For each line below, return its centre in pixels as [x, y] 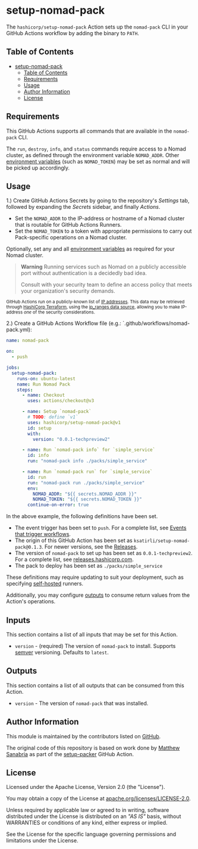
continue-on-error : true [58, 505]
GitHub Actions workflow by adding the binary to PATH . [73, 33]
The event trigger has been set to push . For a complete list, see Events [100, 528]
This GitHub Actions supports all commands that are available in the [89, 131]
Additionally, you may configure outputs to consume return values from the [98, 595]
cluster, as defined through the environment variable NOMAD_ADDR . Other [93, 155]
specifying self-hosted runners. [45, 584]
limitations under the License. [42, 841]
